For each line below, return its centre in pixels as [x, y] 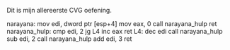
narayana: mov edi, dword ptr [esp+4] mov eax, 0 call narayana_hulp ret [112, 24]
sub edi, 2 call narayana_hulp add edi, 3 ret [69, 39]
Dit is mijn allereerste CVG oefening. [59, 10]
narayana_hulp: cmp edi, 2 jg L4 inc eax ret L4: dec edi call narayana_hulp [115, 31]
